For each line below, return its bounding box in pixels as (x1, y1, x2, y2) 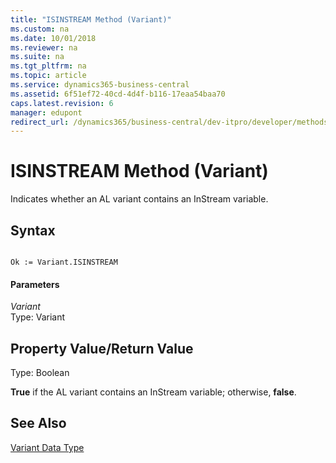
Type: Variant (10, 311, 66, 323)
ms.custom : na (10, 24, 70, 34)
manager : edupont (10, 107, 83, 118)
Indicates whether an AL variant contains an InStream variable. (10, 193, 269, 205)
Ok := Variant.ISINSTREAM (10, 257, 118, 267)
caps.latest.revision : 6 (10, 98, 114, 108)
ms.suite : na (10, 52, 65, 62)
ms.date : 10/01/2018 (10, 33, 97, 43)
